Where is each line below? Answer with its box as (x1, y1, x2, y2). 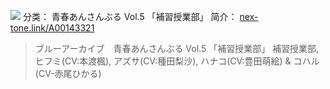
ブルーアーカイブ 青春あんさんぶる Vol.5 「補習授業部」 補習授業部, (34, 43, 320, 54)
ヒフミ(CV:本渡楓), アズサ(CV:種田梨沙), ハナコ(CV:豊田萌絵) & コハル (34, 55, 320, 67)
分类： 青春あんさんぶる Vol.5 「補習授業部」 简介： (22, 11, 238, 22)
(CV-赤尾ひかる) (34, 68, 102, 79)
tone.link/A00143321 (10, 22, 95, 34)
